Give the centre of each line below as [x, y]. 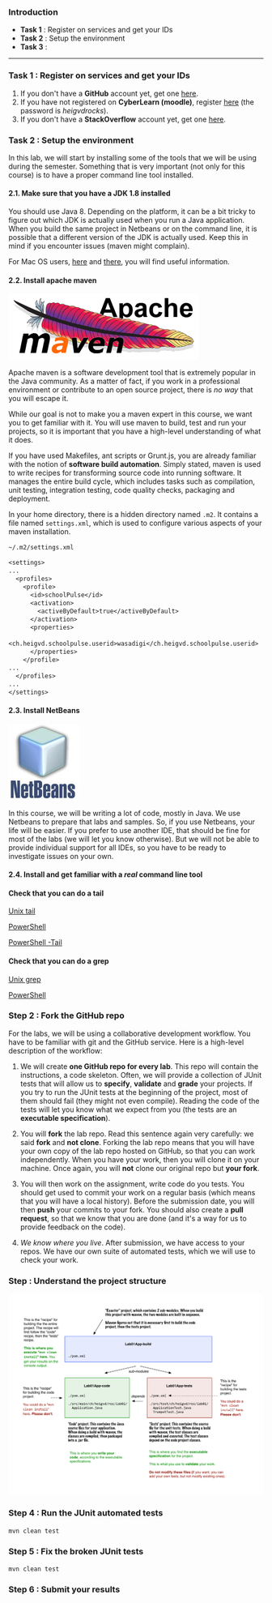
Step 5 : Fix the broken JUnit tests [76, 1551]
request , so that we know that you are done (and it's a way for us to [133, 1218]
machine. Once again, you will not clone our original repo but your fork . [140, 1168]
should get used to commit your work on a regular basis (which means [138, 1192]
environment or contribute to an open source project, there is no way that [131, 390]
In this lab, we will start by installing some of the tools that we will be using [133, 157]
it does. [21, 440]
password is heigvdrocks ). [64, 110]
